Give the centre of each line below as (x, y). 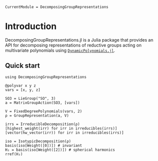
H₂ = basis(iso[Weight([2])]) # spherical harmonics (60, 150)
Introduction (31, 26)
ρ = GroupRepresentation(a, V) (37, 115)
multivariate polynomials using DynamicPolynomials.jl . (60, 50)
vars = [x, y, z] (23, 90)
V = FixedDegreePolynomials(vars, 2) (44, 111)
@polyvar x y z (21, 86)
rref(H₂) (14, 154)
